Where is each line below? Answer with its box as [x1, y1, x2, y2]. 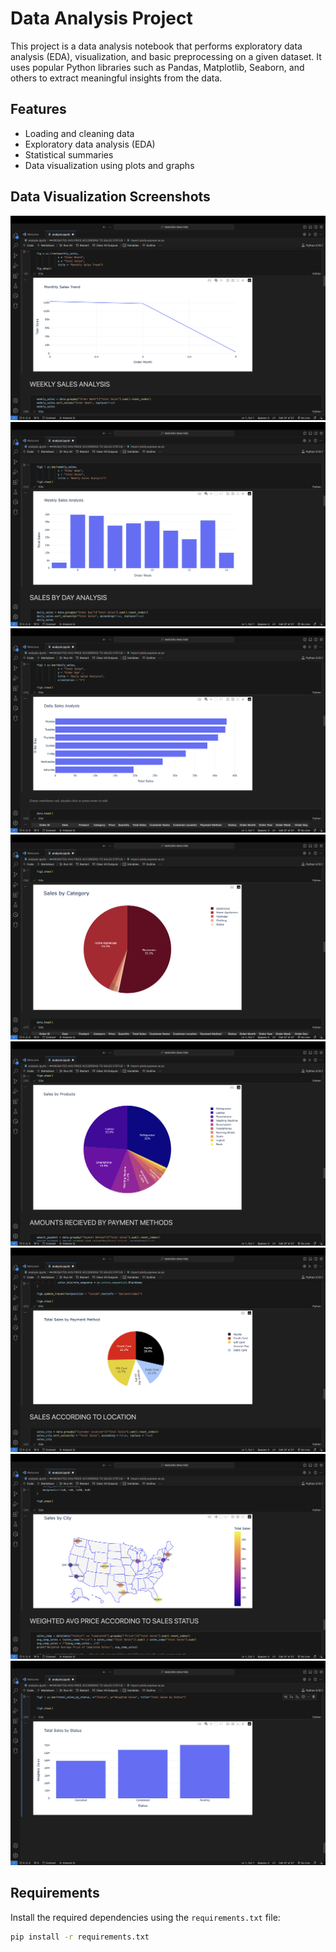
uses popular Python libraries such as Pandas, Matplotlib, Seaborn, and [10, 61, 305, 73]
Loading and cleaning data [24, 127, 135, 139]
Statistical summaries [24, 148, 114, 161]
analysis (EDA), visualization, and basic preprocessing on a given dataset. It [10, 50, 322, 62]
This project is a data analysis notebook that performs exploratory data [10, 40, 303, 52]
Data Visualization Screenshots [10, 188, 211, 206]
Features [10, 101, 67, 118]
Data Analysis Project [10, 7, 193, 30]
